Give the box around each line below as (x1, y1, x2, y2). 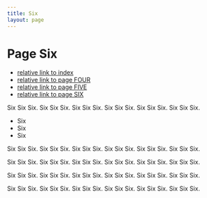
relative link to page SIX (16, 90, 84, 99)
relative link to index (16, 69, 74, 77)
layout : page (7, 16, 44, 23)
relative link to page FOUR (16, 76, 91, 84)
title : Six (7, 10, 38, 17)
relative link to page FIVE (16, 83, 87, 91)
